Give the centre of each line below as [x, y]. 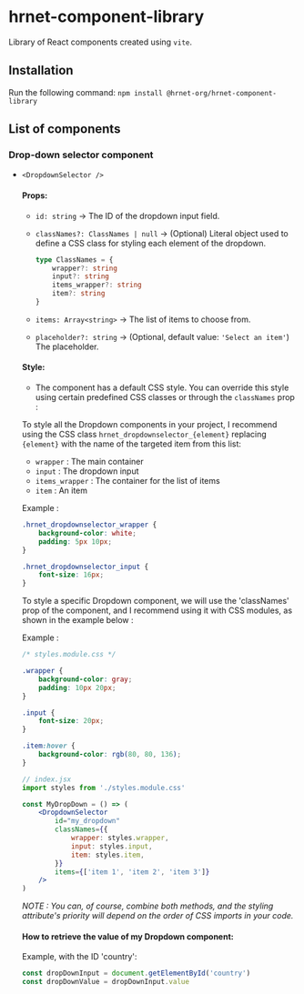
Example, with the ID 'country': [79, 957]
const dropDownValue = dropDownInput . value [106, 982]
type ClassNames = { [74, 260]
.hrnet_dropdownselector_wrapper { [89, 525]
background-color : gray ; [86, 679]
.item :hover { [48, 746]
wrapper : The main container [90, 462]
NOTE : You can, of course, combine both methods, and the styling [147, 906]
